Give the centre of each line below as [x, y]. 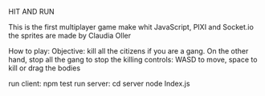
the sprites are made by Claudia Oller [69, 36]
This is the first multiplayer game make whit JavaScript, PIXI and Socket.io [131, 27]
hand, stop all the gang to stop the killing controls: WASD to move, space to [133, 60]
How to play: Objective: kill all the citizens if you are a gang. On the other [128, 51]
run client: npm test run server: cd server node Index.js [99, 84]
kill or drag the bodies [45, 68]
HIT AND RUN [31, 12]
